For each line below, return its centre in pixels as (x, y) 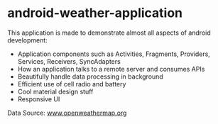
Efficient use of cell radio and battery (72, 84)
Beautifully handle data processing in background (90, 77)
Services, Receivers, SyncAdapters (69, 61)
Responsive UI (39, 99)
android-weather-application (95, 13)
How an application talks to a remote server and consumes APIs (111, 69)
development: (27, 40)
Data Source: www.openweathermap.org (67, 113)
